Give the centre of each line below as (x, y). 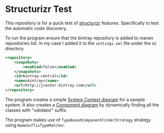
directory (14, 48)
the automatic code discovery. (36, 28)
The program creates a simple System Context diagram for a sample (75, 99)
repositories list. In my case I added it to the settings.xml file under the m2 (81, 43)
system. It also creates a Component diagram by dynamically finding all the (82, 105)
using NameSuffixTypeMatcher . (36, 125)
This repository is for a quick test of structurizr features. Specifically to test (82, 23)
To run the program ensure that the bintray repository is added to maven (79, 38)
